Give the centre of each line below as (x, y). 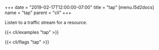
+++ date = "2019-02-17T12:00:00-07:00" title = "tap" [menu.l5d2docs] (79, 7)
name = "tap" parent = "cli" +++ (38, 13)
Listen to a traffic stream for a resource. (46, 22)
